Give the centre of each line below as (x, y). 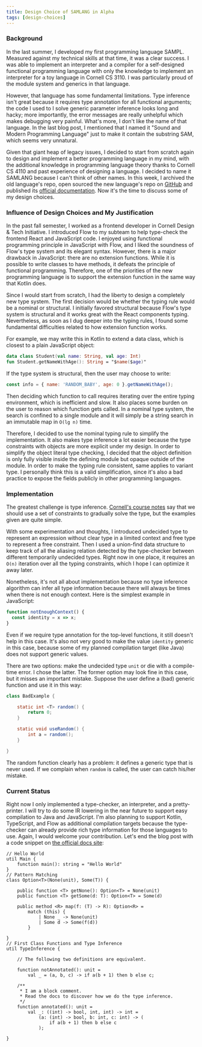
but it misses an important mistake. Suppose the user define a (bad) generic (100, 678)
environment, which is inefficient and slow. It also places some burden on (97, 403)
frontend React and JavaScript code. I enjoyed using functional (84, 238)
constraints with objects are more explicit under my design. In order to (93, 446)
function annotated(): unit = (55, 1007)
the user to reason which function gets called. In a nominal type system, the (100, 409)
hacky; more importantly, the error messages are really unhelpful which (95, 115)
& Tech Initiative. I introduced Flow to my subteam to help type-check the (97, 232)
